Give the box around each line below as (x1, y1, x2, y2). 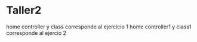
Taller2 (6, 4, 42, 17)
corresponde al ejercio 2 (6, 29, 67, 36)
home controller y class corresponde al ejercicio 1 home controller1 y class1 (6, 23, 192, 30)
